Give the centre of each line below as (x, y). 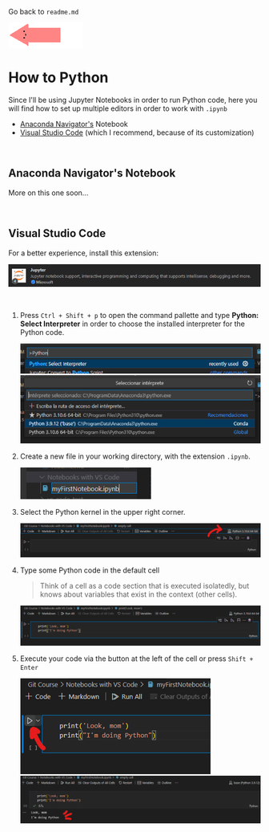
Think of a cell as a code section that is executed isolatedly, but (145, 585)
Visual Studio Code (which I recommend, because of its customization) (137, 133)
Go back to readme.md (44, 12)
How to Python (58, 77)
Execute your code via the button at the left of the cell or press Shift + (137, 659)
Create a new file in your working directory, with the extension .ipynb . (135, 456)
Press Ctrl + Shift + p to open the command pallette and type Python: (139, 316)
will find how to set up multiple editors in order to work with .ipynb (118, 108)
